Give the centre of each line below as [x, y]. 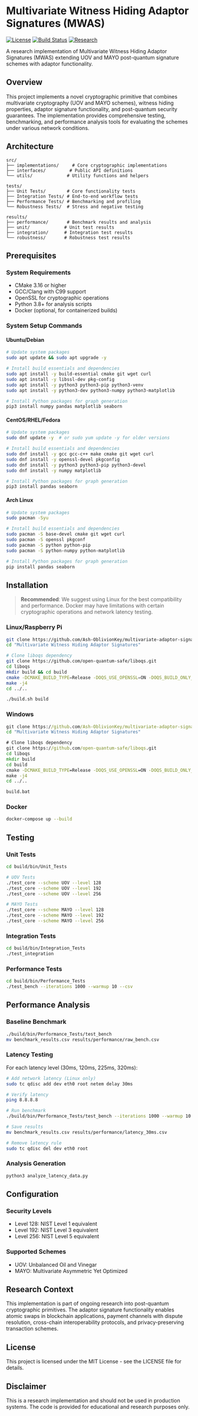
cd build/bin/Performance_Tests [46, 981]
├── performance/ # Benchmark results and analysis [79, 222]
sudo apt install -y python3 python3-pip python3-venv [75, 385]
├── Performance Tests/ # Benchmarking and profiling [74, 201]
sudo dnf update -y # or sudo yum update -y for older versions [88, 438]
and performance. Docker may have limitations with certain [92, 606]
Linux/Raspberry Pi [34, 627]
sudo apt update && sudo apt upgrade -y [57, 358]
